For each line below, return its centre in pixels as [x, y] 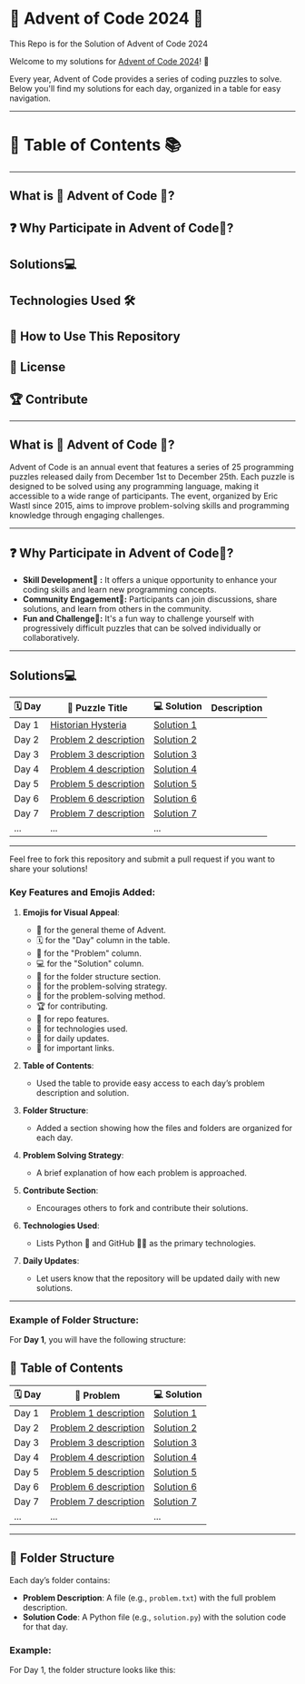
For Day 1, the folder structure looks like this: [93, 1669]
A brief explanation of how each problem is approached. [142, 1172]
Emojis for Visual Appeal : [71, 912]
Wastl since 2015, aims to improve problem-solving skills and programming [149, 505]
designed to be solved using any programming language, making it [134, 486]
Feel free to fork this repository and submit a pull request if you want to [142, 859]
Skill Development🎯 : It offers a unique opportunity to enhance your [150, 579]
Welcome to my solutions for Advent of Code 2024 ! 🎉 [109, 61]
